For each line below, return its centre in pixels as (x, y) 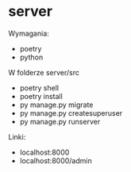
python (31, 57)
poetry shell (39, 88)
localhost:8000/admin (56, 160)
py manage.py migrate (56, 105)
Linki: (17, 136)
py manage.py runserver (60, 121)
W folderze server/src (44, 72)
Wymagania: (29, 33)
